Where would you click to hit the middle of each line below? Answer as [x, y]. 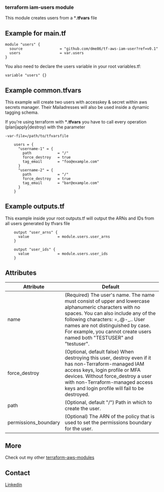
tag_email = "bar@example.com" [61, 183]
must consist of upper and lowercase [107, 301]
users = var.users [47, 53]
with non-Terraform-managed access [109, 382]
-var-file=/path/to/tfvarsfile [37, 136]
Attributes [21, 273]
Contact [18, 473]
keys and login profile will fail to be [104, 388]
